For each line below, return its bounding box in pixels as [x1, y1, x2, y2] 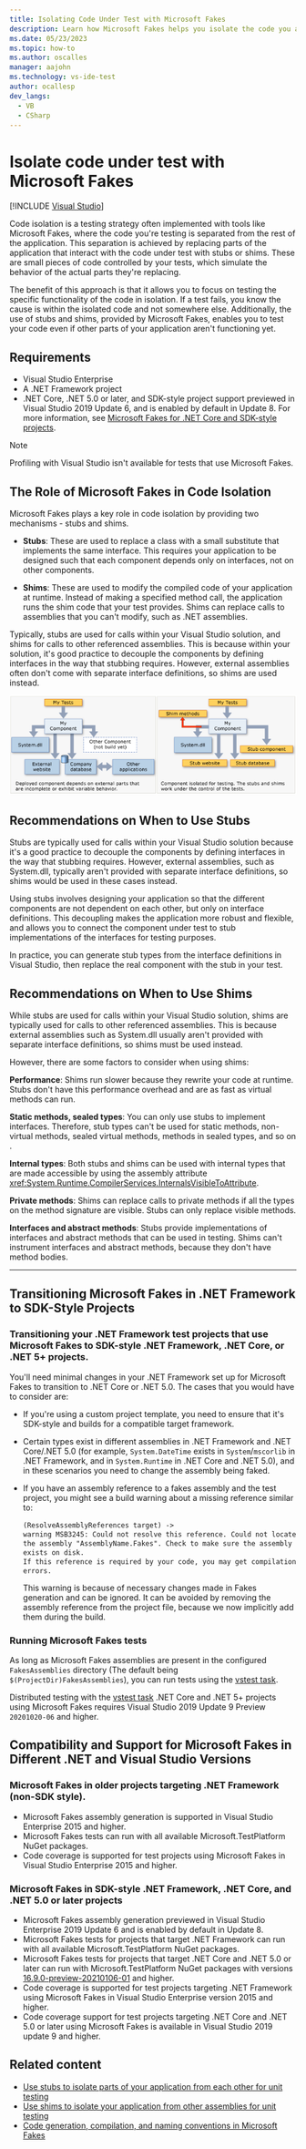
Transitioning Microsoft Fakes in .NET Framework [9, 1286, 296, 1302]
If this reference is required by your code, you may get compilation [22, 1557, 297, 1567]
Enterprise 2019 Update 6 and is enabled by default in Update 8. [22, 1924, 264, 1935]
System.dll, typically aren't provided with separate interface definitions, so [9, 866, 289, 877]
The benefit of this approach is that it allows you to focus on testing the [9, 284, 277, 295]
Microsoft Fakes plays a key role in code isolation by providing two [9, 508, 260, 519]
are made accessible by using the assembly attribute [9, 1167, 208, 1178]
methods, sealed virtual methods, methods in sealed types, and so [35, 1130, 285, 1141]
